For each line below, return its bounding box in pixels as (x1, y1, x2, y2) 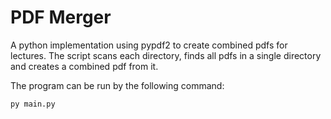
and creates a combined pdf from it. (10, 60, 159, 72)
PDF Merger (10, 6, 112, 29)
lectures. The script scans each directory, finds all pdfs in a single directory (10, 49, 322, 61)
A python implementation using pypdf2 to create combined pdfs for (10, 39, 288, 51)
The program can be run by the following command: (10, 79, 225, 91)
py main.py (10, 99, 56, 109)
